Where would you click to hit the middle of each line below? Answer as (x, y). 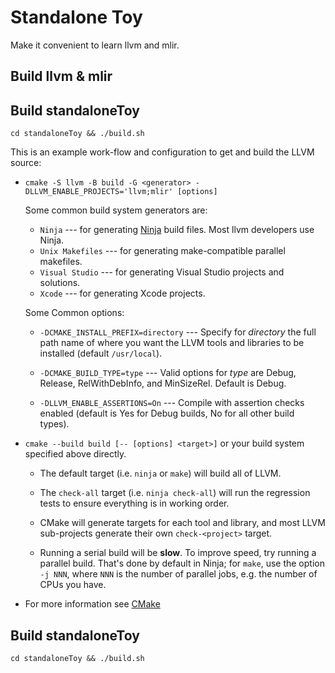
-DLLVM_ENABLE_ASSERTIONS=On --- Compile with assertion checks (172, 403)
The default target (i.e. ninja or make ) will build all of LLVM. (160, 473)
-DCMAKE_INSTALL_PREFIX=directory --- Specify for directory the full (178, 332)
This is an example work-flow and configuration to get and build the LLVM (162, 152)
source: (26, 163)
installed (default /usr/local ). (101, 353)
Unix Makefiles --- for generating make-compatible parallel (162, 251)
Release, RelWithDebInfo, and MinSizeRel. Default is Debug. (163, 383)
